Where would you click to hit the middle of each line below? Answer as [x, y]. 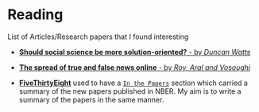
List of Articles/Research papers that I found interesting [98, 37]
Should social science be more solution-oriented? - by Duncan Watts [135, 52]
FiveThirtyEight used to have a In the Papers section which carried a [133, 83]
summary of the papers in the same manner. [91, 99]
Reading [35, 15]
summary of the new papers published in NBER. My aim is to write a [130, 91]
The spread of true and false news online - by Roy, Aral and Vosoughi [135, 67]
